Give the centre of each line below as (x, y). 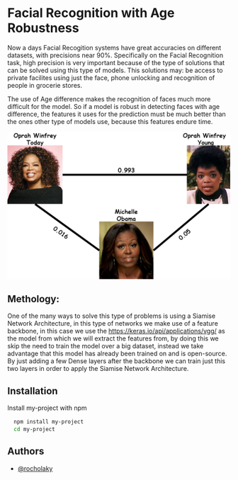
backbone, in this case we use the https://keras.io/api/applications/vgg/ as (116, 331)
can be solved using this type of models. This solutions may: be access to (115, 70)
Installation (33, 391)
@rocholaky (35, 468)
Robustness (43, 28)
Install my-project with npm (47, 408)
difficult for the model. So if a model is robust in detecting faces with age (114, 106)
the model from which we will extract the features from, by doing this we (113, 338)
